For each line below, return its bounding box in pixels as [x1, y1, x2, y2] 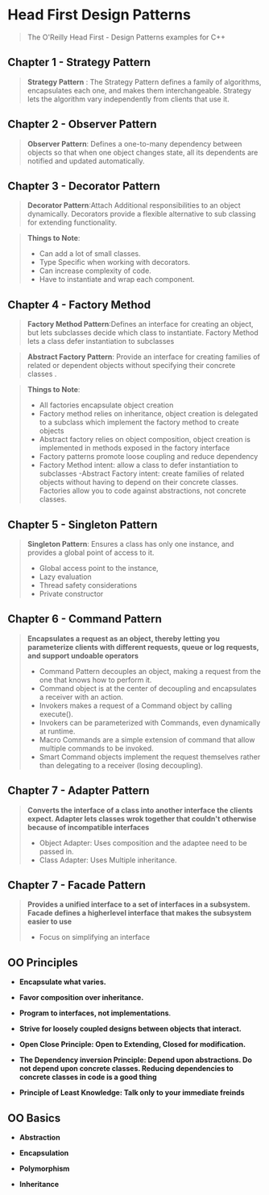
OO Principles [7, 956, 78, 970]
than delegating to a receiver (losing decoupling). [39, 760, 203, 770]
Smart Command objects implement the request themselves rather [39, 751, 261, 762]
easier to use [27, 916, 72, 927]
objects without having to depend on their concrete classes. [39, 478, 239, 487]
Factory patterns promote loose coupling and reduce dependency [39, 452, 259, 461]
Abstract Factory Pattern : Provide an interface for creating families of [27, 352, 261, 362]
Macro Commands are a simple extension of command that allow [39, 734, 255, 744]
